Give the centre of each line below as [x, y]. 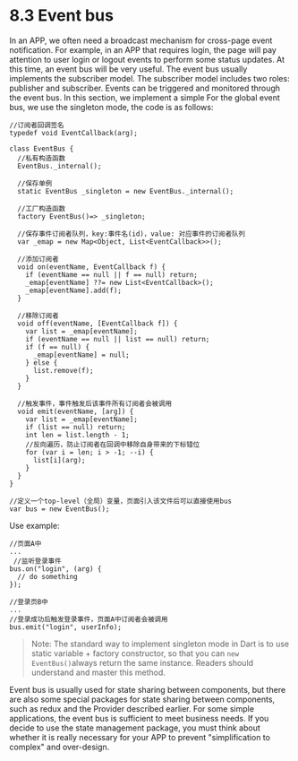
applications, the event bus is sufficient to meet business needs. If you [139, 718]
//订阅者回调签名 [37, 125]
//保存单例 [35, 183]
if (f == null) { [58, 347]
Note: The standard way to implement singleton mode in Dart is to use [160, 644]
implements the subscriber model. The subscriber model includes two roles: [149, 78]
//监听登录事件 [37, 561]
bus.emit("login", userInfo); [66, 627]
